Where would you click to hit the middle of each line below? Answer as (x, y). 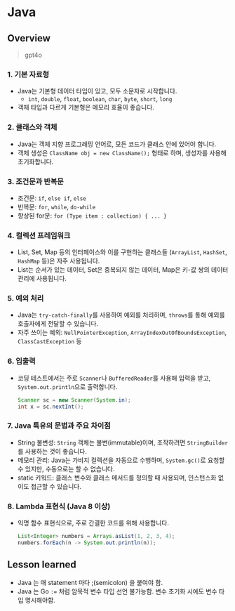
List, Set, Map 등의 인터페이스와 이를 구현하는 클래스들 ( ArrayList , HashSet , (122, 252)
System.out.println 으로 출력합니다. (67, 386)
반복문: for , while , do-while (56, 206)
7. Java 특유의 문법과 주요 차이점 (59, 426)
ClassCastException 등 (49, 341)
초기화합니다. (35, 162)
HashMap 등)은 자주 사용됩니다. (59, 261)
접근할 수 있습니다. (56, 486)
